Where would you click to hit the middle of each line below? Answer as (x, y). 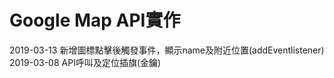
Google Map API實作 (95, 20)
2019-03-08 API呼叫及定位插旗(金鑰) (85, 62)
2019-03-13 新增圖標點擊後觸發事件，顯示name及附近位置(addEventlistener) (167, 50)
